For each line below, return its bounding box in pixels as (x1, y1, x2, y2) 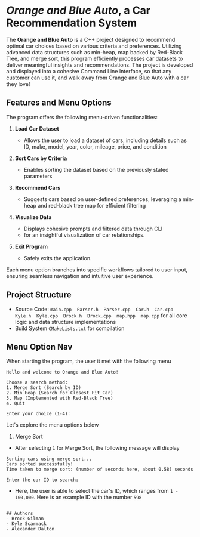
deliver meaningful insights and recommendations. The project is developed (6, 61, 193, 69)
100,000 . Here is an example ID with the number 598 (14, 493, 142, 501)
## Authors (6, 511, 33, 517)
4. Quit (6, 400, 26, 406)
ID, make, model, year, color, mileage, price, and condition (23, 143, 167, 150)
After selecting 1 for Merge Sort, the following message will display (14, 445, 180, 452)
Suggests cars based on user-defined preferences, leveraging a (23, 195, 181, 203)
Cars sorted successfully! (6, 461, 73, 467)
